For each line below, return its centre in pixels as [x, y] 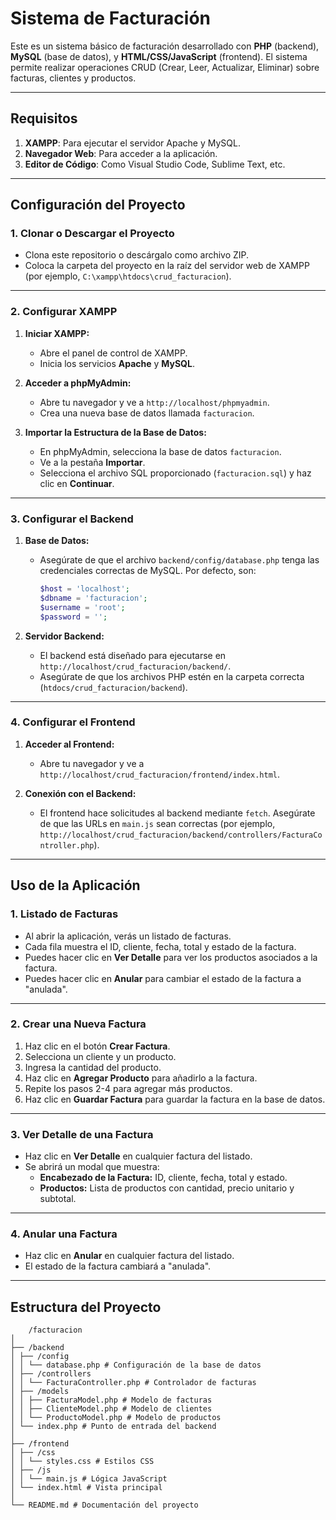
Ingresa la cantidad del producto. [93, 1067]
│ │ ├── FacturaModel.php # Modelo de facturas [111, 1400]
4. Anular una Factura [64, 1234]
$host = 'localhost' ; [84, 589]
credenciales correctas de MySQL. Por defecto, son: [148, 571]
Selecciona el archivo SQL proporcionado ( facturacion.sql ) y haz [175, 473]
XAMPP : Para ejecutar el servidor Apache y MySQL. [132, 143]
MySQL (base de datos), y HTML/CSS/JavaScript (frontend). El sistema [159, 56]
